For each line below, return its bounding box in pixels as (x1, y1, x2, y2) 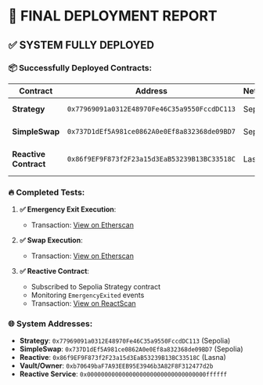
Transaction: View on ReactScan (31, 299, 136, 308)
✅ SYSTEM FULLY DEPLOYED (8, 38, 155, 52)
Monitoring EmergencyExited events (31, 290, 145, 300)
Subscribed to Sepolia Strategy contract (31, 282, 160, 292)
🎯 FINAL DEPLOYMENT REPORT (8, 7, 218, 25)
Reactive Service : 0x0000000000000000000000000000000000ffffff (19, 369, 228, 379)
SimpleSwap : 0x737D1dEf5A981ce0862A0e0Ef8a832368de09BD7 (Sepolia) (19, 344, 244, 354)
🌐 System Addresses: (8, 318, 93, 329)
